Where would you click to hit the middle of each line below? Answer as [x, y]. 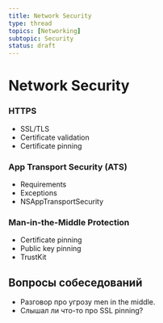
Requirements [43, 184]
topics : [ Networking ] [45, 31]
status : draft [32, 46]
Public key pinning [51, 249]
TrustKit [33, 257]
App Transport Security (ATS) [68, 166]
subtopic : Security [41, 38]
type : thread [30, 23]
